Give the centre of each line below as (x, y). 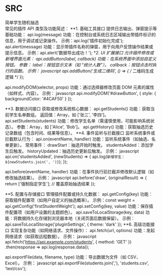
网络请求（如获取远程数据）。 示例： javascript (51, 236)
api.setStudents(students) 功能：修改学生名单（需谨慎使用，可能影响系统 (78, 121)
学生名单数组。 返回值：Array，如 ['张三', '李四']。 (59, 115)
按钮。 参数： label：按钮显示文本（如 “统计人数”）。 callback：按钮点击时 (79, 65)
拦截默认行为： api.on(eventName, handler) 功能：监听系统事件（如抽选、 (78, 139)
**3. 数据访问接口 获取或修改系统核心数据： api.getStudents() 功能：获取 (78, 108)
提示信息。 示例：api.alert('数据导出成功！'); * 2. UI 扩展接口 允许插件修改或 (80, 53)
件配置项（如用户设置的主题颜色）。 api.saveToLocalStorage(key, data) (75, 212)
